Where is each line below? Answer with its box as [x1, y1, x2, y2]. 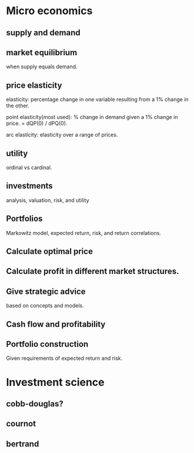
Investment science [6, 375, 105, 389]
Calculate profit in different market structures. [6, 266, 179, 276]
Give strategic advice [6, 286, 86, 296]
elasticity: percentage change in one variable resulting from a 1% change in [6, 96, 189, 103]
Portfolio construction [6, 339, 89, 349]
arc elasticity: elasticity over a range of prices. [6, 131, 118, 138]
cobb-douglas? [6, 399, 63, 409]
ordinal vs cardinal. [6, 164, 52, 171]
